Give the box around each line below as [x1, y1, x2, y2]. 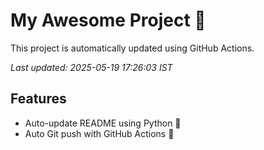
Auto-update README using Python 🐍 [24, 117, 182, 129]
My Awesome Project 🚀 [10, 9, 207, 32]
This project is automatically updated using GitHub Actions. [10, 42, 255, 54]
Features [10, 90, 67, 108]
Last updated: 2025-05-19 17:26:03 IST [10, 61, 173, 73]
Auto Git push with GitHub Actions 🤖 [24, 127, 175, 139]
